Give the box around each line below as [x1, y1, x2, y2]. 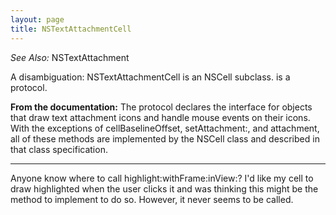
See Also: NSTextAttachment [10, 51, 130, 63]
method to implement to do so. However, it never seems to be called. [10, 193, 294, 205]
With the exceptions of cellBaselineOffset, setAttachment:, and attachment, [10, 122, 320, 134]
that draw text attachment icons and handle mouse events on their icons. [10, 111, 311, 123]
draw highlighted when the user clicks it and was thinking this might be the [10, 182, 319, 195]
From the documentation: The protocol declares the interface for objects [10, 101, 313, 113]
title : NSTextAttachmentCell [10, 24, 132, 34]
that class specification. [10, 143, 108, 155]
